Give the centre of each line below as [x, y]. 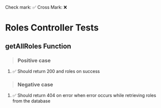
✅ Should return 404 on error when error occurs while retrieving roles [84, 95]
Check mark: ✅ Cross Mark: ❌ [36, 7]
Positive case [34, 60]
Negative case [35, 84]
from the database [31, 101]
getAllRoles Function [38, 46]
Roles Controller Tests [52, 28]
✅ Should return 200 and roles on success [56, 71]
